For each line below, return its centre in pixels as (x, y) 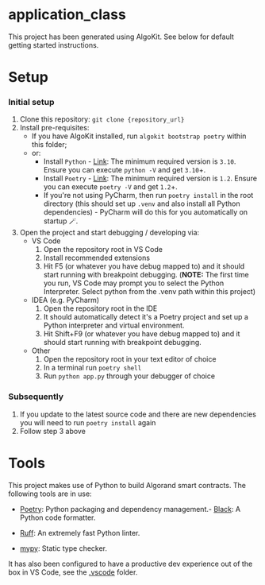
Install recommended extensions (97, 258)
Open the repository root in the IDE (100, 308)
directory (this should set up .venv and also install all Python (142, 203)
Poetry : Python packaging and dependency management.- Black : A (130, 509)
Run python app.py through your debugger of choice (129, 376)
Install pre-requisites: (54, 128)
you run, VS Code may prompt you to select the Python (134, 283)
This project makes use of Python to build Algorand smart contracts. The (127, 485)
